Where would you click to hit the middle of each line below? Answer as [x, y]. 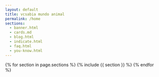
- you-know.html [26, 51]
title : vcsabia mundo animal [35, 14]
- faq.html [21, 46]
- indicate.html [26, 42]
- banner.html [24, 28]
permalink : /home [23, 19]
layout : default [22, 10]
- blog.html [22, 37]
